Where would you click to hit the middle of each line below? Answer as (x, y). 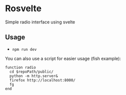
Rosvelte (23, 9)
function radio (21, 67)
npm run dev (24, 49)
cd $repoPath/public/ (32, 72)
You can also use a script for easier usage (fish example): (63, 58)
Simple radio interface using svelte (40, 22)
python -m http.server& (34, 76)
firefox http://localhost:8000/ (43, 80)
